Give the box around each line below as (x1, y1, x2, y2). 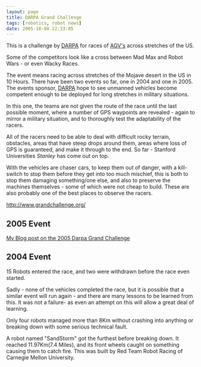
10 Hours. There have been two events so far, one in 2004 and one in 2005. (6, 78, 193, 85)
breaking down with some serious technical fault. (6, 323, 128, 330)
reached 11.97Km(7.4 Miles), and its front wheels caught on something (6, 341, 180, 348)
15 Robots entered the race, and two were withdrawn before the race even (6, 268, 190, 275)
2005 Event (6, 219, 51, 229)
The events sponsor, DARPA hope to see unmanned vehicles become (6, 85, 178, 92)
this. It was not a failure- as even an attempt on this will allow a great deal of (6, 299, 194, 306)
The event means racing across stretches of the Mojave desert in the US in (6, 71, 191, 79)
